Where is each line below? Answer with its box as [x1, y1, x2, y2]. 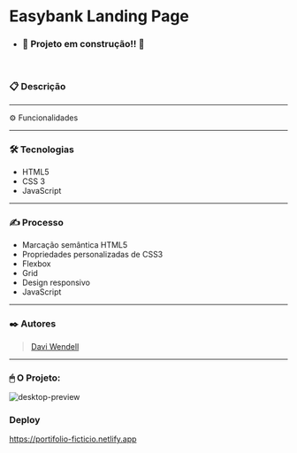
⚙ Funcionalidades [9, 112, 79, 123]
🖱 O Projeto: [9, 372, 61, 384]
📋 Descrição [9, 81, 66, 93]
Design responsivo [21, 277, 91, 288]
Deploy [9, 413, 41, 426]
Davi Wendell [30, 341, 80, 351]
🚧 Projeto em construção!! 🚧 [21, 38, 145, 50]
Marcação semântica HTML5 [21, 240, 128, 250]
